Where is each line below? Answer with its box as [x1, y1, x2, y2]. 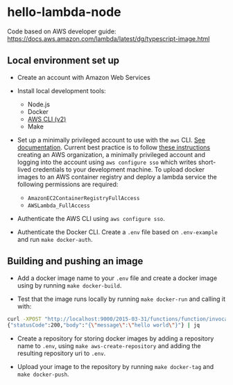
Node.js [27, 100, 51, 108]
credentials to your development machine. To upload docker [32, 165, 205, 174]
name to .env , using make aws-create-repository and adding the [17, 342, 201, 350]
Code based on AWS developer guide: [7, 27, 116, 35]
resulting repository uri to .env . [17, 349, 106, 358]
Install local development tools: [17, 86, 106, 95]
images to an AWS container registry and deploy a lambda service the [17, 172, 217, 181]
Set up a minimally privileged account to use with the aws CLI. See [17, 136, 206, 144]
